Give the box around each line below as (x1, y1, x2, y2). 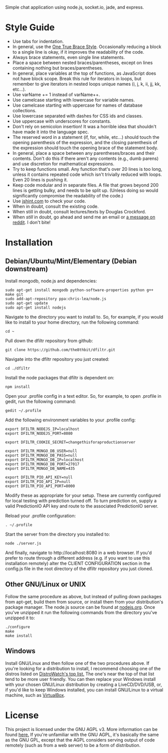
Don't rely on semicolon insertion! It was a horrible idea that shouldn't (12, 123, 156, 129)
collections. (12, 107, 37, 113)
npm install (5, 384, 30, 389)
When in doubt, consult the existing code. (12, 203, 99, 209)
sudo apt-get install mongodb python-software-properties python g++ (5, 288, 154, 293)
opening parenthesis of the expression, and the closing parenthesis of (12, 139, 157, 145)
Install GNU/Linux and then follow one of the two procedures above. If (5, 660, 149, 666)
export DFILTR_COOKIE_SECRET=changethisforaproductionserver (5, 439, 136, 445)
